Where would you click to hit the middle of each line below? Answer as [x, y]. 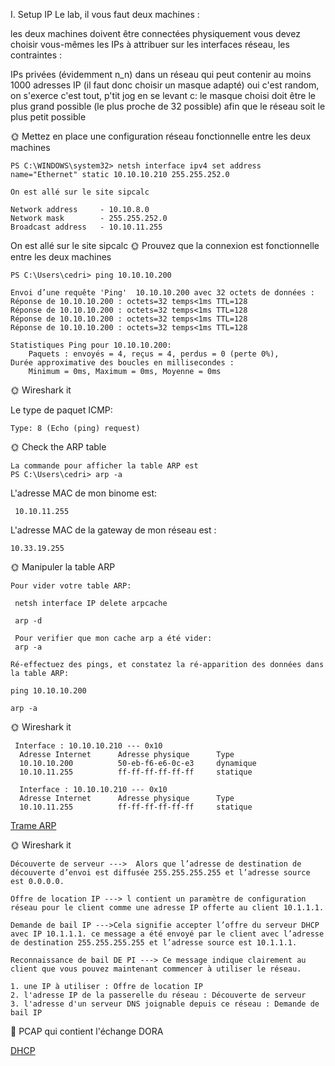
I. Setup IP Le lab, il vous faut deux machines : [105, 14]
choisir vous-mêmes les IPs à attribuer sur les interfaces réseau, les [150, 44]
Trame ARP [33, 825]
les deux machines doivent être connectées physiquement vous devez [155, 33]
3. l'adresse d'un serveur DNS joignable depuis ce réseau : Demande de [165, 1004]
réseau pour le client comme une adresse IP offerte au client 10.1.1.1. [167, 908]
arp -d [28, 621]
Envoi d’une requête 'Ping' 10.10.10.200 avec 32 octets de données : [162, 293]
